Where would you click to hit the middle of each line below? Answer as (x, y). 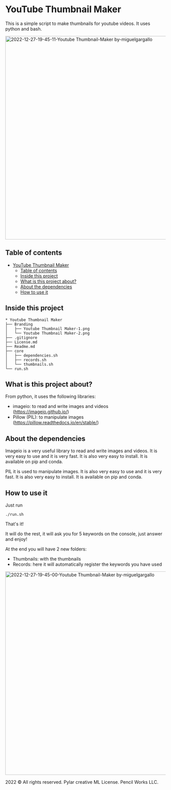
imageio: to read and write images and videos (60, 406)
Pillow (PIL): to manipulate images (48, 417)
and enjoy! (16, 539)
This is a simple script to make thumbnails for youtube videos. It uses (78, 23)
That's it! (15, 524)
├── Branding (19, 324)
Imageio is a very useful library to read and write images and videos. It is (81, 451)
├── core (15, 351)
